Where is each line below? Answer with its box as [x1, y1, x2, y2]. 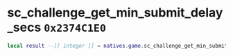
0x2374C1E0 [44, 22, 106, 35]
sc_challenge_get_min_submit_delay [7, 5, 223, 21]
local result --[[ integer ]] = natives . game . [7, 42, 144, 49]
